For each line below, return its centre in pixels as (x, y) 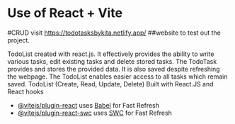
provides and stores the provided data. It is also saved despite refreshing (114, 69)
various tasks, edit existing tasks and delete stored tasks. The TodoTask (112, 61)
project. (19, 40)
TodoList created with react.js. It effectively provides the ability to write (111, 54)
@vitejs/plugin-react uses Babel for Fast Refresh (88, 105)
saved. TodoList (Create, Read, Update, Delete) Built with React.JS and (110, 84)
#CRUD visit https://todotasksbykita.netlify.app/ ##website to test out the (114, 33)
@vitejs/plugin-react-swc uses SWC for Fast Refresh (94, 113)
